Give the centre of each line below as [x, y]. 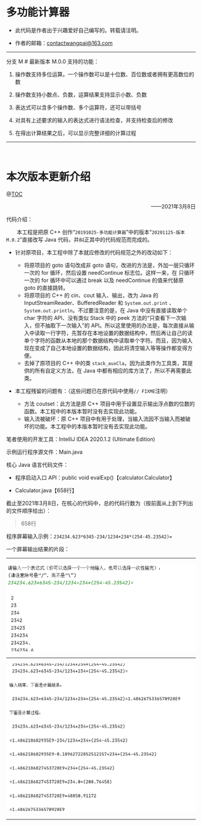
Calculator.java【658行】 [46, 490]
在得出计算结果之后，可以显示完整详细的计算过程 [75, 133]
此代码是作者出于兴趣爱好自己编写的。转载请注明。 [78, 30]
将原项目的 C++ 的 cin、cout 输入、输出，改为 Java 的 [91, 295]
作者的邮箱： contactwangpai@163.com [64, 43]
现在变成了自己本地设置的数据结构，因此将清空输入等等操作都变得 [106, 348]
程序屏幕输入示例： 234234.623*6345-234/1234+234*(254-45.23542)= [89, 536]
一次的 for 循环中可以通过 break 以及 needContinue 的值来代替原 [104, 280]
